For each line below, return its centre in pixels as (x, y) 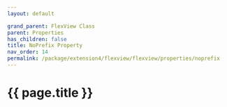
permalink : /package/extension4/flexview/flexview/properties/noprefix (113, 59)
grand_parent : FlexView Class (51, 26)
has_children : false (37, 39)
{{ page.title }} (50, 93)
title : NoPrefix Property (45, 46)
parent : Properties (36, 33)
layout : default (31, 14)
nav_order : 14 (28, 52)
